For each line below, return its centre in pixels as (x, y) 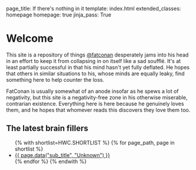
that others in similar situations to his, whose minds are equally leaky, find (95, 74)
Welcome (30, 39)
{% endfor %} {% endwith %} (51, 161)
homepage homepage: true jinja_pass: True (59, 15)
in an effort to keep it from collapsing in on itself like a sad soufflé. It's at (94, 61)
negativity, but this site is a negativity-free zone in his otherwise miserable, (97, 97)
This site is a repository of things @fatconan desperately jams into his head (97, 55)
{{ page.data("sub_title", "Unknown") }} (62, 155)
